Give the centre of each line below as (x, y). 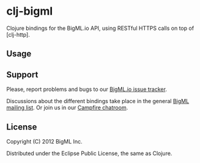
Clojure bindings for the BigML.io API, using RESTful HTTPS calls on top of (100, 28)
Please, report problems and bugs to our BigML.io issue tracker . (87, 89)
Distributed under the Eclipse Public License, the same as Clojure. (89, 153)
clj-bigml (30, 11)
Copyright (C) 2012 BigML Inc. (44, 141)
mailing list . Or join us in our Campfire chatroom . (67, 107)
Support (22, 74)
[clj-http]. (18, 34)
